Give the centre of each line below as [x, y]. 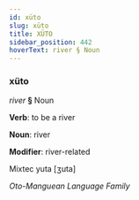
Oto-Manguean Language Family [69, 186]
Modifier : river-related [50, 152]
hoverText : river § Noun [55, 50]
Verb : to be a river [42, 118]
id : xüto [25, 17]
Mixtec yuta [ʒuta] [43, 169]
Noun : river [30, 135]
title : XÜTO [31, 34]
